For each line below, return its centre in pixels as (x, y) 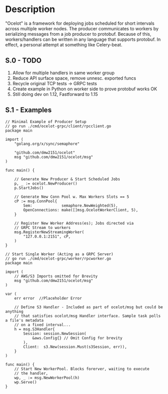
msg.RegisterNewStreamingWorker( (49, 232)
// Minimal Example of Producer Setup (46, 122)
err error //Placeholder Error (48, 298)
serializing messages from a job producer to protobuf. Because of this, (78, 34)
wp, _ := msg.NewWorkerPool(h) (47, 378)
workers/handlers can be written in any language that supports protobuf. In (83, 39)
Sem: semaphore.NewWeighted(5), (71, 205)
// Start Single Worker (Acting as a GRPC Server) (59, 254)
